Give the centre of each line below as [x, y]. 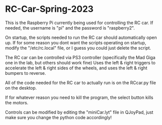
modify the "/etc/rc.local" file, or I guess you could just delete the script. [78, 48]
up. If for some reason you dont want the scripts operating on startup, [76, 42]
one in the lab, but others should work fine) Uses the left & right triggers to [80, 62]
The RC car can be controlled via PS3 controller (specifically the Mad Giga [80, 57]
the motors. [17, 102]
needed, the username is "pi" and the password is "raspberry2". [70, 28]
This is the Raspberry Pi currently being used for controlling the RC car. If [79, 23]
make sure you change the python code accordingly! [58, 117]
